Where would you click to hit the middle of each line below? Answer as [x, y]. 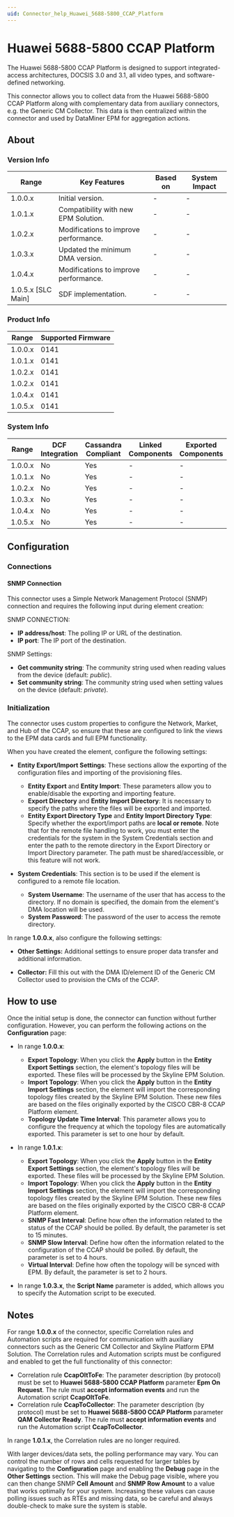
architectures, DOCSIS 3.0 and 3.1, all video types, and [107, 75]
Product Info [29, 319]
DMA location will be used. [66, 909]
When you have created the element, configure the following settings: [107, 751]
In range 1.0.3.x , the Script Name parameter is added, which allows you [120, 1286]
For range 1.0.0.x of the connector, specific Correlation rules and [100, 1332]
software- [201, 75]
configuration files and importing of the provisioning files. [100, 772]
